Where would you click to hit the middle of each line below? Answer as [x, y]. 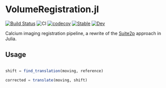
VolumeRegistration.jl [52, 9]
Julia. [11, 39]
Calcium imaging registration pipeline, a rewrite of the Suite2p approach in [83, 33]
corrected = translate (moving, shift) [46, 80]
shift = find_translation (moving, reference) [54, 71]
